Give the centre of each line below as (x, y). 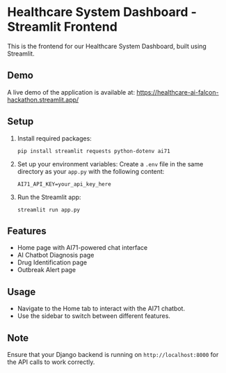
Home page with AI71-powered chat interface (82, 248)
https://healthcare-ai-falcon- (178, 92)
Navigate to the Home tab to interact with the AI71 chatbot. (101, 309)
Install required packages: (54, 138)
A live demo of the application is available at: (71, 92)
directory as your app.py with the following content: (91, 171)
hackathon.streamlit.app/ (43, 100)
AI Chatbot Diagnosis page (56, 255)
